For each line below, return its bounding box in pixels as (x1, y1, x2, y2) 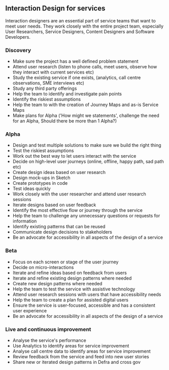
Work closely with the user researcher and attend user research (12, 191, 146, 197)
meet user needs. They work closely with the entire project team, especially (5, 23, 164, 29)
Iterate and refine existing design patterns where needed (12, 275, 132, 281)
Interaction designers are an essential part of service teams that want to (5, 17, 156, 23)
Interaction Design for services (5, 4, 106, 13)
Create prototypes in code (12, 180, 68, 186)
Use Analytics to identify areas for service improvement (12, 343, 129, 349)
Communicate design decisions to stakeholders (12, 229, 113, 235)
